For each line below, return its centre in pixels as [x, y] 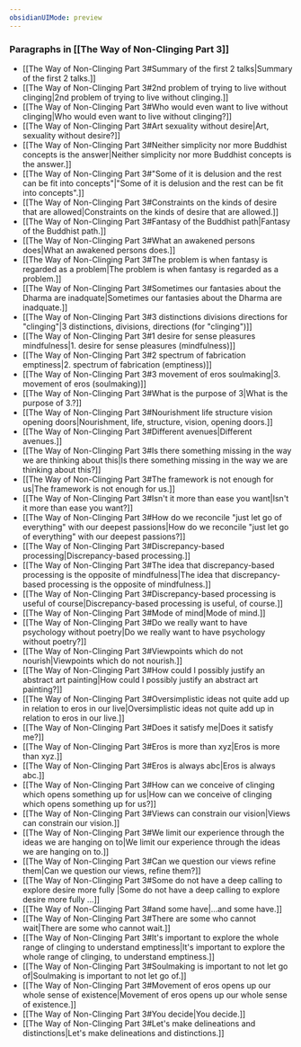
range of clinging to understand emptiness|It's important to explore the [154, 947]
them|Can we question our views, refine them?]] [111, 870]
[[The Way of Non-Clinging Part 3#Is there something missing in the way [157, 450]
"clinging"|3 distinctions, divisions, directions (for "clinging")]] [137, 326]
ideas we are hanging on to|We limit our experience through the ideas [151, 842]
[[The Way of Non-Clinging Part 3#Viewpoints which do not [133, 651]
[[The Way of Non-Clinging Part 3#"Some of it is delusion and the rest [152, 173]
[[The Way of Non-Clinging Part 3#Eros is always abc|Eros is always [149, 766]
